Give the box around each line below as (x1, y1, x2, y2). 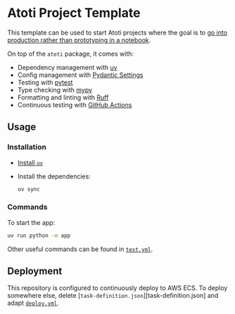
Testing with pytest (17, 78, 73, 86)
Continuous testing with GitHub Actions (17, 100, 132, 109)
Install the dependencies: (17, 171, 91, 181)
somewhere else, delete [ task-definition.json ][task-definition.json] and (7, 291, 219, 300)
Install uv (17, 158, 44, 167)
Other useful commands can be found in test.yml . (7, 245, 153, 253)
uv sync (17, 186, 40, 193)
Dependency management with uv (17, 63, 118, 71)
